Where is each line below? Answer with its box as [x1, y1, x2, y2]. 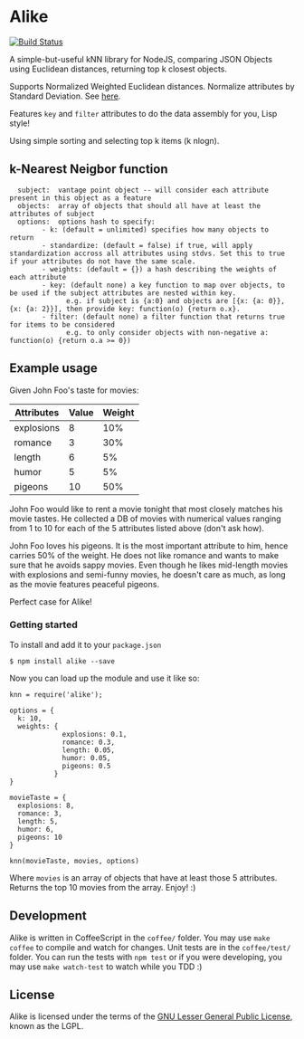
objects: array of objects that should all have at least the [17, 201, 261, 210]
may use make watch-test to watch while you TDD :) [9, 961, 203, 972]
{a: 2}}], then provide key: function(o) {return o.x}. [25, 304, 242, 313]
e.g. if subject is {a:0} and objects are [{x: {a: [66, 296, 265, 305]
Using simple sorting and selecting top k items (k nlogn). [9, 135, 220, 146]
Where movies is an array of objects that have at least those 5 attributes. [9, 872, 278, 883]
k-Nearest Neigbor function [9, 161, 168, 177]
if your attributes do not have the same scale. [9, 256, 196, 266]
